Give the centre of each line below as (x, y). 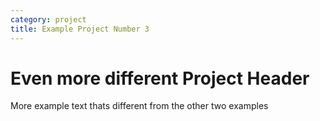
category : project (48, 19)
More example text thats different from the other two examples (139, 106)
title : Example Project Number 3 (80, 29)
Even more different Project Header (160, 78)
